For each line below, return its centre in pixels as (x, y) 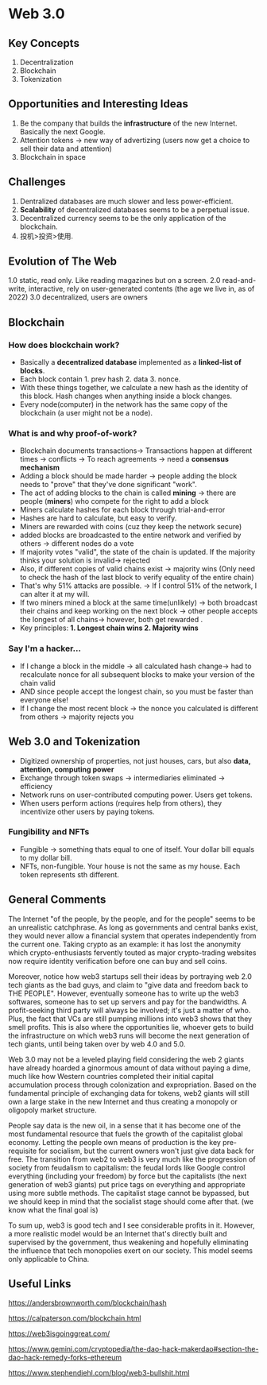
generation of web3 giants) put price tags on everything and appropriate (127, 1184)
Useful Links (40, 1284)
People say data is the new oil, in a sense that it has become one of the (124, 1125)
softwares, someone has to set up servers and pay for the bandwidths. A (128, 1001)
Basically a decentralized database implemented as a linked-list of (131, 362)
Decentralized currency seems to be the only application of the (123, 218)
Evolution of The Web (63, 262)
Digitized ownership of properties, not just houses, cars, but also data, (135, 760)
